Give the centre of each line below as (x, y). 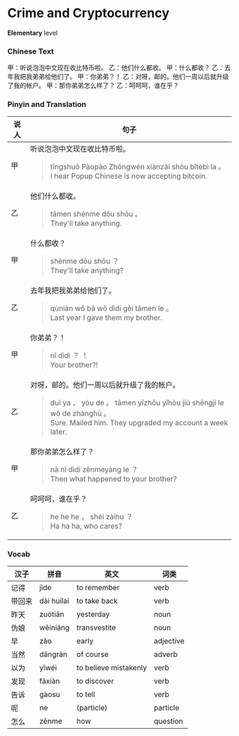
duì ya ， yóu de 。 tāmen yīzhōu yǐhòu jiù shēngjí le (137, 403)
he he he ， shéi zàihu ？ (92, 517)
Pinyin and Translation (47, 105)
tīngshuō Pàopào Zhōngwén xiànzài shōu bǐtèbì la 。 (138, 167)
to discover (95, 680)
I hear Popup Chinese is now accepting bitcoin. (129, 176)
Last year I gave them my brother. (106, 317)
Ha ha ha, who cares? (86, 526)
